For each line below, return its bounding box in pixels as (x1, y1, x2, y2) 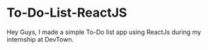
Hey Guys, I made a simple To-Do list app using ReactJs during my (6, 28, 202, 36)
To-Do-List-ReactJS (6, 5, 127, 21)
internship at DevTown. (6, 35, 74, 43)
